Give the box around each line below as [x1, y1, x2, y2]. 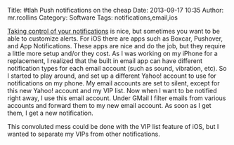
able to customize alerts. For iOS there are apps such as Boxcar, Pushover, [7, 34, 223, 43]
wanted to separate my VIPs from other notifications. [7, 130, 160, 138]
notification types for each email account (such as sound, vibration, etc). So [7, 64, 227, 72]
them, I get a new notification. [7, 109, 93, 117]
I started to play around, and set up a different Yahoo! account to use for [7, 71, 216, 80]
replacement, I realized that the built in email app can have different [7, 57, 202, 65]
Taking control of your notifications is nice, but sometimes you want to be [7, 27, 220, 35]
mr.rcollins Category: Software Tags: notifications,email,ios [7, 13, 178, 22]
